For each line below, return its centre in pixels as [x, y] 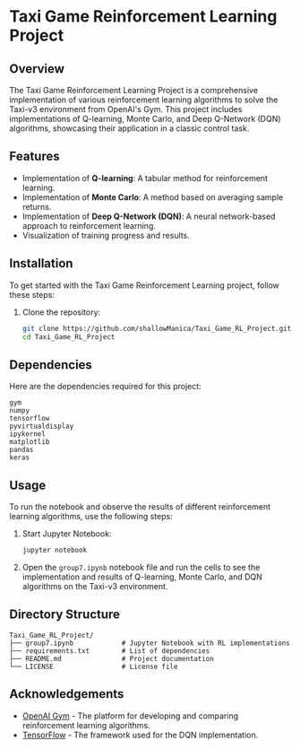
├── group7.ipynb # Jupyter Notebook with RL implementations [150, 643]
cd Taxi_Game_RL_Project [69, 337]
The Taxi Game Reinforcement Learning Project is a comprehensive [133, 90]
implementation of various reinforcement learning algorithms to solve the [144, 100]
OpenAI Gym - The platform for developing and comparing [130, 716]
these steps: [32, 294]
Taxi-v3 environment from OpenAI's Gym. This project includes [126, 109]
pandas [21, 450]
